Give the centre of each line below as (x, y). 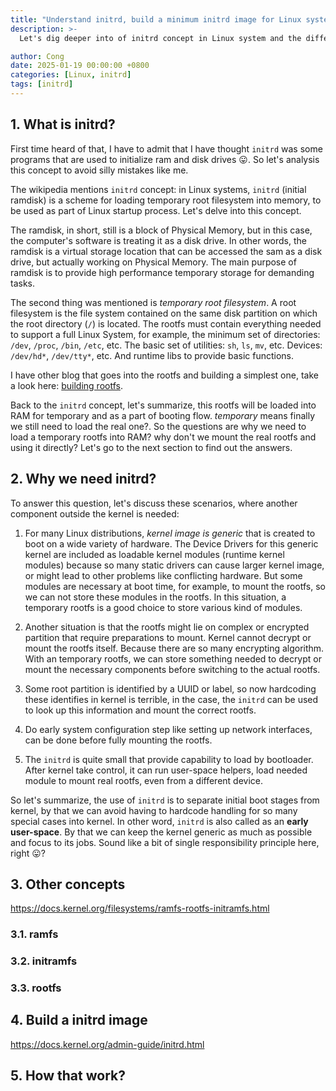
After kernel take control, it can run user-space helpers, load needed (166, 770)
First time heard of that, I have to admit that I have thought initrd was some (166, 148)
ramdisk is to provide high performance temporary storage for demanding (162, 272)
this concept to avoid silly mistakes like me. (99, 170)
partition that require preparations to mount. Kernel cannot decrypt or (168, 637)
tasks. (23, 283)
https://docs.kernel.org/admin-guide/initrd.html (107, 1044)
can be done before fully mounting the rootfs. (118, 740)
